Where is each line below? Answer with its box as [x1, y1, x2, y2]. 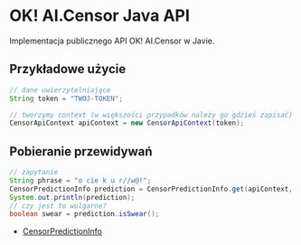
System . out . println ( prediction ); [9, 193, 136, 202]
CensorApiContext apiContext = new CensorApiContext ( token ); [9, 118, 245, 127]
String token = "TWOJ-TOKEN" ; [9, 94, 124, 103]
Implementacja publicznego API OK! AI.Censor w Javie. [9, 35, 215, 46]
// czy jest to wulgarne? [9, 201, 107, 211]
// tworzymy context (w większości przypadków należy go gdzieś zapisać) [9, 110, 294, 119]
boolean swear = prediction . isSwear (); [9, 210, 160, 219]
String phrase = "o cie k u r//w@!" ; [9, 175, 152, 185]
